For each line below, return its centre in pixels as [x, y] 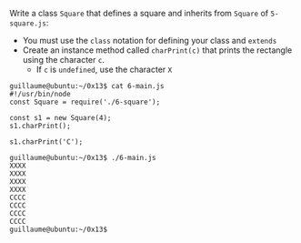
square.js [28, 24]
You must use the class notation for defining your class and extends [150, 40]
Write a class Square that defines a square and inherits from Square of [139, 13]
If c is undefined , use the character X [104, 69]
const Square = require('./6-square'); [85, 102]
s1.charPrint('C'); [46, 142]
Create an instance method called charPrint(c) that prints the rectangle [157, 50]
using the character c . [63, 60]
